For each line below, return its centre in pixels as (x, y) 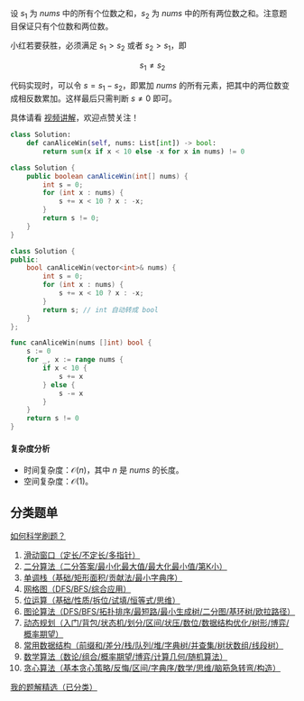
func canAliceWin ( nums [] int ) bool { (81, 343)
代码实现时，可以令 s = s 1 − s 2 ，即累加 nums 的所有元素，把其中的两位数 (146, 87)
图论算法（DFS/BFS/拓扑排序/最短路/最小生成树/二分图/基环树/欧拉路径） (159, 612)
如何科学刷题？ (38, 536)
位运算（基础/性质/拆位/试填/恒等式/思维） (102, 600)
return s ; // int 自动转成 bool (101, 309)
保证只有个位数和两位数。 (65, 26)
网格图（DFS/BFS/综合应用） (77, 589)
